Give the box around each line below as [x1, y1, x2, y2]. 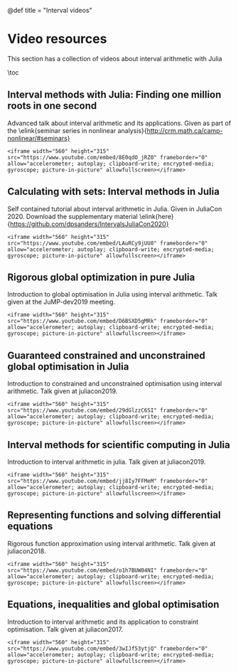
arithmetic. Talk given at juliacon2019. [7, 387, 118, 395]
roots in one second [7, 100, 97, 112]
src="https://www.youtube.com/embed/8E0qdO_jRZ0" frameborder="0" [7, 154, 208, 161]
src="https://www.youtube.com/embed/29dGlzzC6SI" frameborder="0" [7, 407, 208, 415]
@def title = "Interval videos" [7, 6, 92, 14]
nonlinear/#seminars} [7, 134, 70, 142]
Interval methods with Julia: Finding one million [7, 89, 222, 101]
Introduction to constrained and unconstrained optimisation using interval [7, 380, 222, 388]
